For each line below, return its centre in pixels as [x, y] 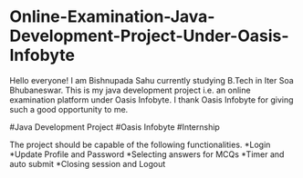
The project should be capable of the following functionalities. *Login [140, 144]
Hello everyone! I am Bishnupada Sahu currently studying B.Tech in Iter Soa [151, 80]
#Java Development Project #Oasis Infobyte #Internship [115, 127]
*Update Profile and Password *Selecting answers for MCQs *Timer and [147, 154]
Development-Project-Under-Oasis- [149, 36]
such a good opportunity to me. [69, 109]
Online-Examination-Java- [112, 17]
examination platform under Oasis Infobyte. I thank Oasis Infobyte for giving [151, 99]
